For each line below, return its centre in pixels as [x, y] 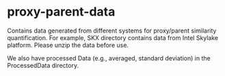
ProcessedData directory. [43, 65]
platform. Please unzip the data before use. [68, 45]
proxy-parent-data [61, 12]
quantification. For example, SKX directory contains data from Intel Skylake [113, 37]
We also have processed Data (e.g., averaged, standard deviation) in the [109, 58]
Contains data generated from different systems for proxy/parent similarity [112, 31]
